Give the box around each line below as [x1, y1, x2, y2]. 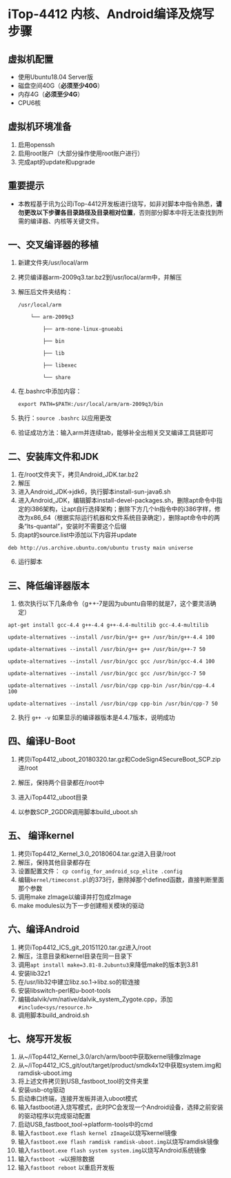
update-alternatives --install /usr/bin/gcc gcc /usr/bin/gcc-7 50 [8, 670, 206, 677]
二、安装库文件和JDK [8, 450, 99, 463]
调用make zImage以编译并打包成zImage [17, 892, 132, 901]
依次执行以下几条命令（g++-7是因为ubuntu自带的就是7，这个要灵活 [17, 599, 211, 608]
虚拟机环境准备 [8, 121, 72, 133]
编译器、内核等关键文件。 [30, 217, 103, 225]
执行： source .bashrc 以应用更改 [17, 414, 112, 422]
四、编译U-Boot [8, 735, 76, 747]
